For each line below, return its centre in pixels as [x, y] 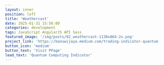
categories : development [30, 28]
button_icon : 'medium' [28, 46]
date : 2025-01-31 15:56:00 [32, 23]
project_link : [20, 42]
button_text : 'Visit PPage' [34, 50]
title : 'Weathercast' [27, 19]
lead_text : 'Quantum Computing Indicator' [49, 55]
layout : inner [20, 10]
